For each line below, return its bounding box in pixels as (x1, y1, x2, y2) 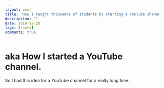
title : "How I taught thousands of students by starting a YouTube (5, 12, 145, 17)
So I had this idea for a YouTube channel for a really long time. (5, 77, 130, 83)
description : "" (5, 16, 38, 21)
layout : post (5, 7, 32, 12)
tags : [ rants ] (5, 25, 34, 30)
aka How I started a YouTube (5, 51, 123, 62)
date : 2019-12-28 (5, 21, 41, 26)
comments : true (5, 30, 36, 35)
